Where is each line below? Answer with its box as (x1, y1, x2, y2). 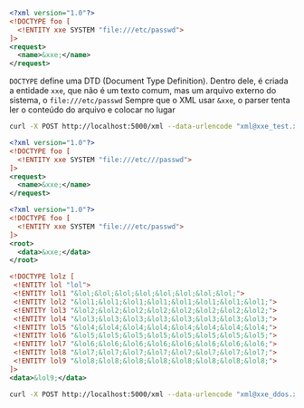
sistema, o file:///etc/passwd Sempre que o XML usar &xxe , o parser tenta (9, 95, 291, 106)
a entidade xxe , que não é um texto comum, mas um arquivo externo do (9, 85, 277, 96)
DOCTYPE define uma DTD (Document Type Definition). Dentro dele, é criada (9, 75, 289, 86)
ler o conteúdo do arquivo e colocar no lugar (9, 104, 176, 115)
